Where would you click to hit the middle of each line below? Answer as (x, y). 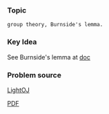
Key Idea (22, 42)
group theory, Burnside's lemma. (55, 25)
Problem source (34, 75)
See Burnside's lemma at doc (49, 57)
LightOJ (18, 90)
